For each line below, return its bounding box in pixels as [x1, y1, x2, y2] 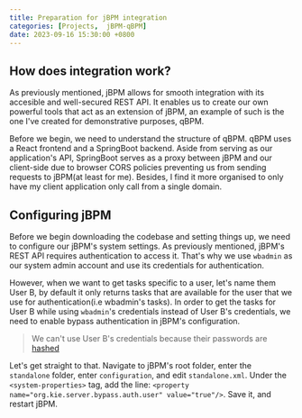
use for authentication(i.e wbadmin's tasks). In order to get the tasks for [9, 296, 277, 307]
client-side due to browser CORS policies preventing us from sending [9, 162, 267, 173]
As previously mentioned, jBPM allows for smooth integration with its [9, 87, 264, 98]
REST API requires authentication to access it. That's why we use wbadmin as [9, 250, 293, 261]
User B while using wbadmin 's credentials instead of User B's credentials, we [9, 306, 291, 316]
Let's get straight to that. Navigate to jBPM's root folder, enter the [9, 360, 252, 370]
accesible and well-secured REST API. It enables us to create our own [9, 96, 269, 108]
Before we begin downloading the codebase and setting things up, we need [9, 232, 291, 241]
